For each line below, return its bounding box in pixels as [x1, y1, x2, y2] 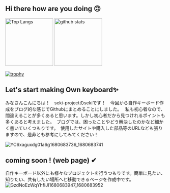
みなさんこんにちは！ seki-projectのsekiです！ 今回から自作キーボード [5, 99, 159, 106]
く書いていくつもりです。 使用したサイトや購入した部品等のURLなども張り [5, 125, 163, 131]
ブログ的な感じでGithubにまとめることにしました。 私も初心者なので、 [14, 106, 165, 112]
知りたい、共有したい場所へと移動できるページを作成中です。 [5, 176, 134, 182]
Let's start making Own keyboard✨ [5, 86, 119, 94]
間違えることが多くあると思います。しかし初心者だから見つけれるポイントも [5, 112, 165, 119]
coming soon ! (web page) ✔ [5, 156, 97, 165]
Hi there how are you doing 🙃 [5, 5, 101, 13]
